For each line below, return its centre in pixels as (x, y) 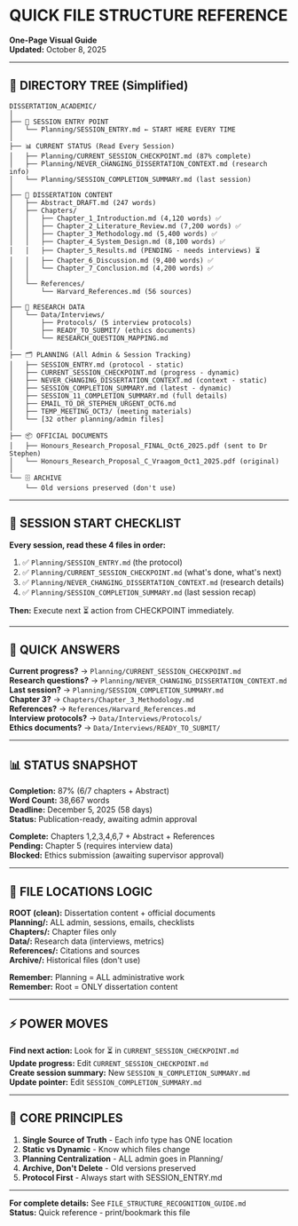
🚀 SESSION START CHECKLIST (95, 523)
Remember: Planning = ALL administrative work (97, 977)
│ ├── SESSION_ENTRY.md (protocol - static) (97, 365)
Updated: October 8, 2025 (58, 49)
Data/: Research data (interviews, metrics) (87, 941)
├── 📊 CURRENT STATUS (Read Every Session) (92, 146)
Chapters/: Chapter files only (63, 932)
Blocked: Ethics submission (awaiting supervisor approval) (117, 855)
